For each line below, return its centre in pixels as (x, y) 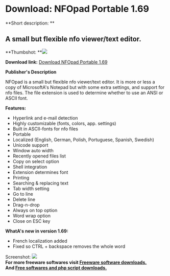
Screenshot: (18, 257)
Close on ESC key (31, 221)
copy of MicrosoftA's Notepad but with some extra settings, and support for (85, 87)
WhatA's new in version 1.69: (37, 231)
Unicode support (30, 145)
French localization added (40, 241)
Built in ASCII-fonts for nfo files (45, 129)
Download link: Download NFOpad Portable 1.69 (56, 62)
